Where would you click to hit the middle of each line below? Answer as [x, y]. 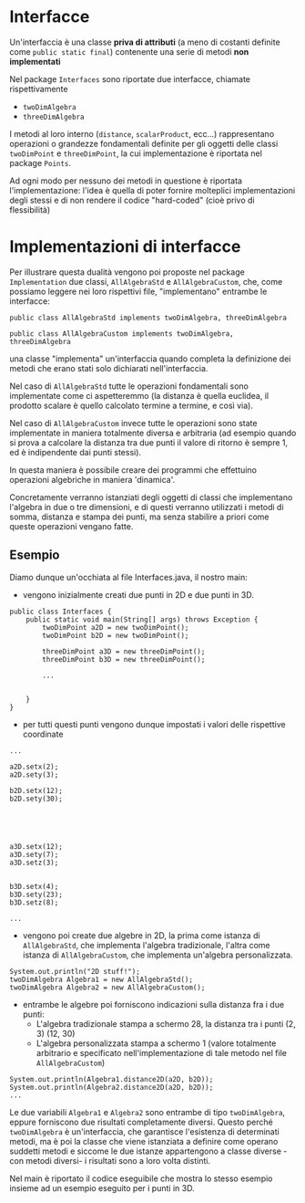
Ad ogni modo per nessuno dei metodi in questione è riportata [126, 181]
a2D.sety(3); [34, 774]
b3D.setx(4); [34, 886]
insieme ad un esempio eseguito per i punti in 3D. [102, 1187]
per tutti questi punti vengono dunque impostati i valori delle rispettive [154, 724]
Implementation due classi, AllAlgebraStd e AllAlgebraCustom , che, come [146, 281]
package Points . [40, 162]
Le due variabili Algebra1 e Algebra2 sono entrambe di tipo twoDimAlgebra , [147, 1112]
